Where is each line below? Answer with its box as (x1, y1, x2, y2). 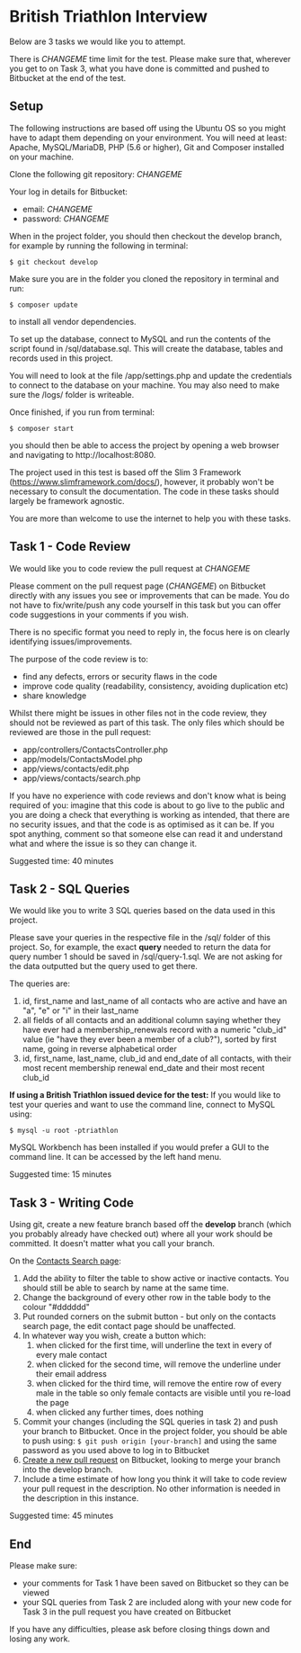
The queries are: (9, 978, 70, 989)
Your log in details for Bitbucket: (9, 186, 128, 197)
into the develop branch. (22, 1464, 113, 1475)
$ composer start (9, 424, 75, 433)
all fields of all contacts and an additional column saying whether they (22, 1015, 281, 1026)
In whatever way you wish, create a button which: (22, 1330, 207, 1342)
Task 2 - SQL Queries (9, 881, 130, 896)
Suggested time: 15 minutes (9, 1169, 112, 1180)
